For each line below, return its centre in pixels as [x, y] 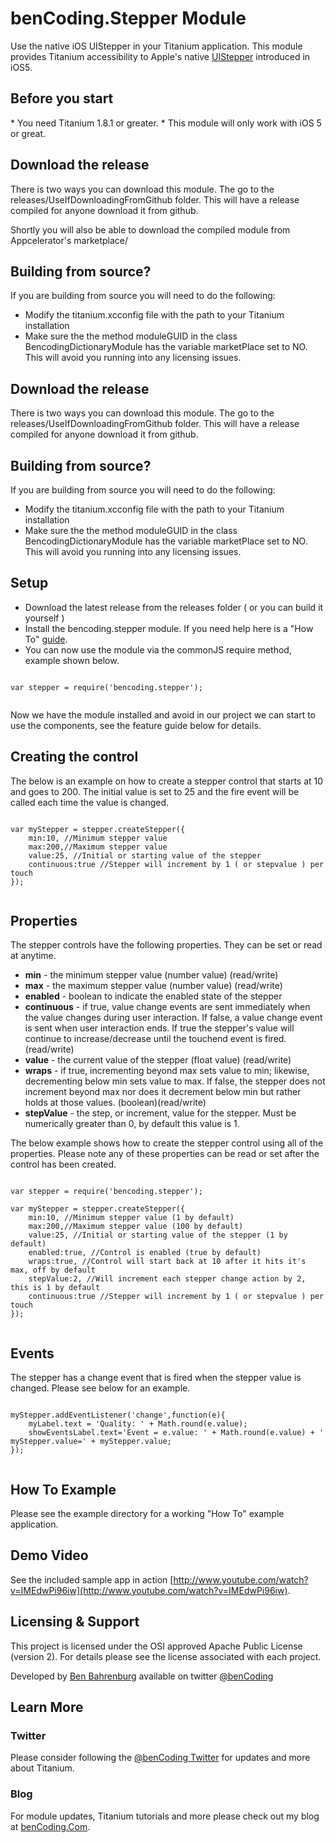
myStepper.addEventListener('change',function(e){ [118, 1415]
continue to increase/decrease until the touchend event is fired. [155, 1039]
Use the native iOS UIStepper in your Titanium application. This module [156, 46]
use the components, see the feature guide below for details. [136, 725]
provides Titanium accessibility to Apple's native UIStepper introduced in [160, 56]
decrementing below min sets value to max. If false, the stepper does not [175, 1081]
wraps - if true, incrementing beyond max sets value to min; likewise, [167, 1071]
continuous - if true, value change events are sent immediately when [167, 1007]
